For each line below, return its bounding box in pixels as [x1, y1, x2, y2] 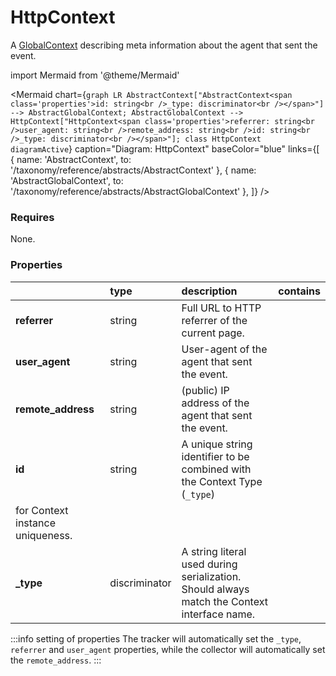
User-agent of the [181, 342, 268, 356]
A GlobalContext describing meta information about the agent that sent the [10, 39, 318, 51]
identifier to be [181, 449, 250, 463]
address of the [181, 396, 250, 410]
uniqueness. [15, 528, 73, 542]
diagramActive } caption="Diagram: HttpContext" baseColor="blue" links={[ [10, 142, 320, 155]
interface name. [181, 607, 256, 621]
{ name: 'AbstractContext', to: [10, 153, 132, 165]
